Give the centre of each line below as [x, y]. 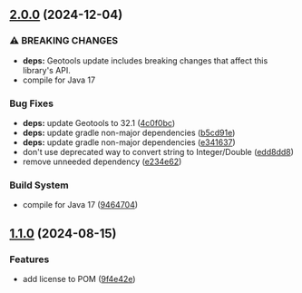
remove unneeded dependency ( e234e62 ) [102, 161]
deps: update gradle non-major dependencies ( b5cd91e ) [129, 132]
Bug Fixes [32, 103]
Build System [39, 185]
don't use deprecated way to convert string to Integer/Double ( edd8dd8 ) [158, 151]
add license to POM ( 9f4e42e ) [79, 278]
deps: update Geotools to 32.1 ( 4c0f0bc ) [98, 122]
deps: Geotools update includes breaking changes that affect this [145, 60]
